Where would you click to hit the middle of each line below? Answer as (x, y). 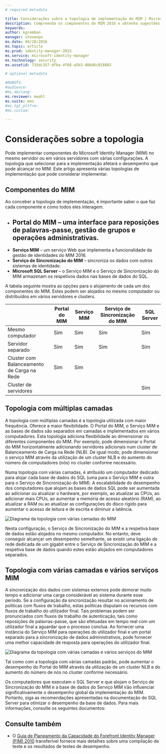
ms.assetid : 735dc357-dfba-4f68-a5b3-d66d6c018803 (58, 65)
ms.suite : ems (20, 101)
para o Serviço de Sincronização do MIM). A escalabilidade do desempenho (83, 483)
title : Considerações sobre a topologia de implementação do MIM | (76, 19)
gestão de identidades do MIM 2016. (49, 255)
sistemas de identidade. (37, 265)
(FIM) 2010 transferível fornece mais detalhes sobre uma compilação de (85, 741)
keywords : (15, 28)
